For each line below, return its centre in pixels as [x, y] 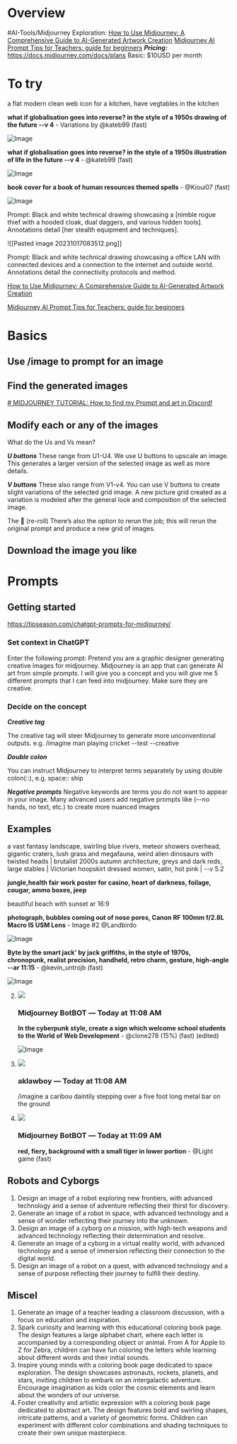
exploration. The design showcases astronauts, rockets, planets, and [118, 1372]
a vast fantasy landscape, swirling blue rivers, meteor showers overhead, [114, 846]
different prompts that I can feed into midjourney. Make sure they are [108, 681]
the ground [34, 1104]
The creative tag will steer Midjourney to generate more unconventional [111, 736]
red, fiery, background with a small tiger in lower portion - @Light [115, 1151]
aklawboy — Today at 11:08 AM [72, 1081]
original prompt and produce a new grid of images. [81, 528]
